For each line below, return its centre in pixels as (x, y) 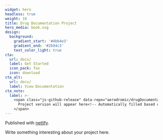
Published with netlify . (27, 122)
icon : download (25, 73)
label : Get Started (29, 64)
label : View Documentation (37, 86)
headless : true (20, 14)
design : (13, 32)
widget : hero (18, 9)
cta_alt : (14, 77)
